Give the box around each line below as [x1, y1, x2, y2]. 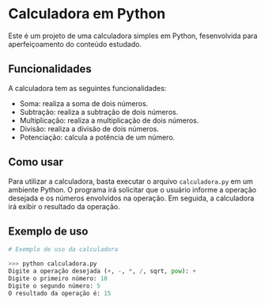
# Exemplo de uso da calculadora [8, 246, 119, 254]
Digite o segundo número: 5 [8, 282, 101, 290]
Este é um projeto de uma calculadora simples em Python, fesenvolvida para [8, 31, 258, 40]
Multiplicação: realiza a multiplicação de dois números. [19, 116, 199, 125]
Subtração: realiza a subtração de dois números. [19, 107, 179, 116]
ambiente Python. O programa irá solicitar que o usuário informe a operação [8, 185, 257, 194]
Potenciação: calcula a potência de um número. [19, 132, 176, 142]
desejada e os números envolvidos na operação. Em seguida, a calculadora [8, 193, 255, 203]
